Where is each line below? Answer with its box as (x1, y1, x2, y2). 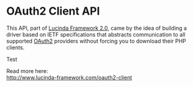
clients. (6, 44, 25, 51)
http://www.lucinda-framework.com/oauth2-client (6, 74, 133, 81)
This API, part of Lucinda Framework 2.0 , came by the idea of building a (6, 24, 188, 32)
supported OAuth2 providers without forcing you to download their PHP (6, 37, 186, 44)
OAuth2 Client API (6, 4, 100, 18)
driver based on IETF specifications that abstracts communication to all (6, 30, 186, 38)
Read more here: (6, 67, 48, 74)
